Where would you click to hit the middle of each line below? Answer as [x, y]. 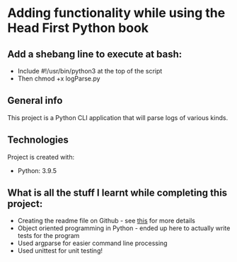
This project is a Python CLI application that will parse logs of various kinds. [118, 117]
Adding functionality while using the [116, 13]
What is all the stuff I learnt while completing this [117, 193]
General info [35, 101]
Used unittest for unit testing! [60, 251]
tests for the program [48, 236]
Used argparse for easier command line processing [92, 243]
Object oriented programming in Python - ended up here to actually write [124, 228]
